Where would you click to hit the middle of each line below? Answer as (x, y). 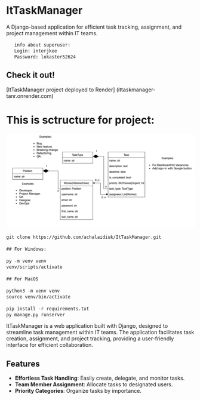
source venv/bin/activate (38, 297)
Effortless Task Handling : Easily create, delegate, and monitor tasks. (100, 378)
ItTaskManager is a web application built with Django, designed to (87, 326)
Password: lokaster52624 (45, 57)
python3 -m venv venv (33, 291)
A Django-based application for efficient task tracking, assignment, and (94, 27)
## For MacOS (22, 279)
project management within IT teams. (52, 33)
